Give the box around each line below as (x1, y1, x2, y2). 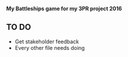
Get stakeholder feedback (14, 38, 80, 45)
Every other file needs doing (14, 44, 85, 51)
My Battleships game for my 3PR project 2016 (6, 5, 123, 12)
